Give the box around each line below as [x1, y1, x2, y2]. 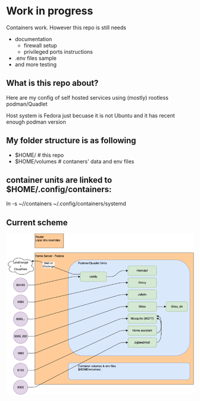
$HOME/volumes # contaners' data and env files [14, 158, 135, 165]
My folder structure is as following [6, 135, 136, 146]
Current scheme [6, 217, 68, 227]
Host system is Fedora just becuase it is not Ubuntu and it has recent [6, 112, 176, 119]
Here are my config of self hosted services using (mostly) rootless [6, 94, 168, 101]
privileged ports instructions [23, 48, 93, 55]
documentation [14, 35, 52, 42]
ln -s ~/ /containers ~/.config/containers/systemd [6, 200, 126, 207]
